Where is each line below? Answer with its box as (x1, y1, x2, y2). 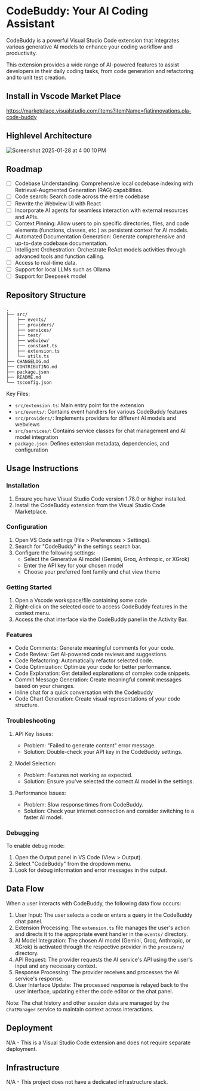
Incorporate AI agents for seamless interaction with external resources (14, 207, 189, 214)
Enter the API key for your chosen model (23, 562, 124, 569)
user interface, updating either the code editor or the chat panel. (14, 987, 174, 995)
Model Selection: (14, 759, 57, 767)
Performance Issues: (14, 789, 66, 796)
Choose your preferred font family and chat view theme (23, 568, 161, 575)
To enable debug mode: (6, 842, 65, 849)
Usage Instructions (6, 463, 79, 474)
